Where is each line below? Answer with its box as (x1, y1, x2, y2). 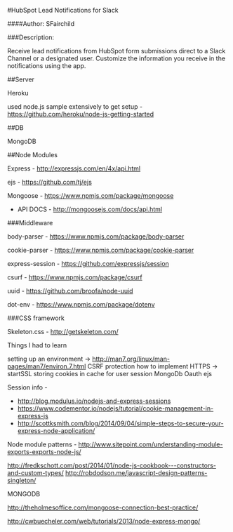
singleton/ (7, 477, 36, 484)
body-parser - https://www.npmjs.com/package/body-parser (7, 232, 185, 241)
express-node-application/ (17, 427, 95, 434)
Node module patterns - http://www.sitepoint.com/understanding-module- (7, 440, 223, 448)
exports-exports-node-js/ (7, 448, 82, 455)
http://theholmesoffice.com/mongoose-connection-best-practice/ (7, 503, 199, 512)
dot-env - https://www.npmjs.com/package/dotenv (7, 300, 156, 308)
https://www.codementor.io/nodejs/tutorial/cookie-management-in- (17, 404, 214, 413)
